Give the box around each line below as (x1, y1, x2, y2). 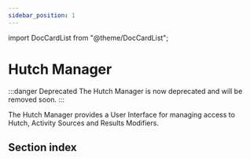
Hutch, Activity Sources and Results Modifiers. (8, 118, 160, 128)
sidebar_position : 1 (8, 11, 76, 20)
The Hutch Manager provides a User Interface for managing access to (8, 110, 236, 119)
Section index (8, 140, 77, 154)
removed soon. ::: (8, 95, 65, 104)
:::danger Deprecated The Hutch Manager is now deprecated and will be (8, 86, 243, 96)
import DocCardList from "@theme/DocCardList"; (8, 33, 169, 42)
